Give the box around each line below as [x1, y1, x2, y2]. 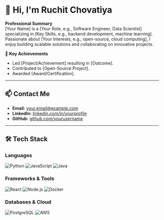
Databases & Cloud [5, 199, 51, 205]
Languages [5, 152, 33, 159]
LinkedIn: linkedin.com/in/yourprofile [12, 110, 87, 116]
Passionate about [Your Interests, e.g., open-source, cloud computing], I [5, 36, 150, 42]
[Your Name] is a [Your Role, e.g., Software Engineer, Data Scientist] [5, 25, 142, 31]
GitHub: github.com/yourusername [12, 116, 83, 121]
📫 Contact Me [5, 90, 50, 98]
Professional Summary [5, 20, 53, 26]
